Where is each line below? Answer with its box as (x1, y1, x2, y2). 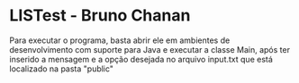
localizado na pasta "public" (9, 63, 114, 74)
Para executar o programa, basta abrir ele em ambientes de (9, 35, 231, 46)
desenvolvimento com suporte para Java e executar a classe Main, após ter (9, 44, 291, 54)
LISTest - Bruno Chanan (9, 5, 191, 26)
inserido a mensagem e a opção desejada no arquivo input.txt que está (9, 54, 273, 64)
